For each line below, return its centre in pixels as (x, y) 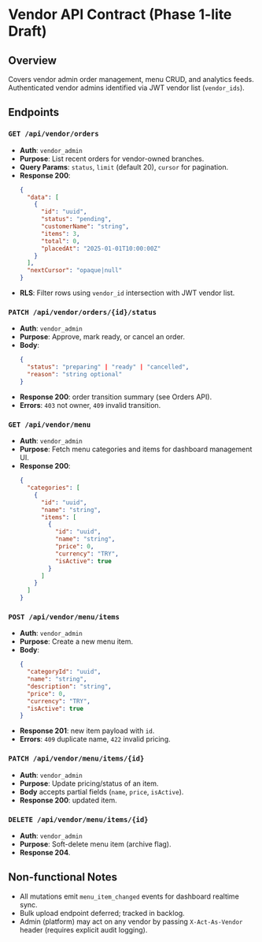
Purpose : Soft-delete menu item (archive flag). (95, 844)
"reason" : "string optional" (75, 375)
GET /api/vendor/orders (54, 134)
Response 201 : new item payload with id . (87, 731)
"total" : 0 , (60, 241)
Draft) (28, 31)
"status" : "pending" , (76, 219)
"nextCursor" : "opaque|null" (75, 271)
